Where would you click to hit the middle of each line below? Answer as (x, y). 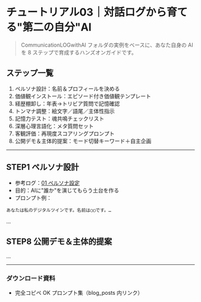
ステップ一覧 (30, 73)
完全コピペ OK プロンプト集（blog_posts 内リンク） (79, 292)
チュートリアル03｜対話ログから (86, 12)
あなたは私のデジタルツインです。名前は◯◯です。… (59, 210)
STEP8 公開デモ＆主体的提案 (59, 241)
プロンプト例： (33, 197)
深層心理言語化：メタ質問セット (54, 126)
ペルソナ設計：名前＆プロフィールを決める (67, 89)
